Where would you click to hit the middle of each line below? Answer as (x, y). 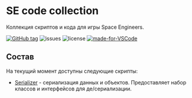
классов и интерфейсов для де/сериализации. (73, 89)
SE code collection (52, 11)
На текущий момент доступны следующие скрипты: (72, 71)
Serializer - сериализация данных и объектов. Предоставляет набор (100, 82)
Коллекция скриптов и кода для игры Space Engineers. (75, 27)
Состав (20, 57)
